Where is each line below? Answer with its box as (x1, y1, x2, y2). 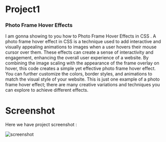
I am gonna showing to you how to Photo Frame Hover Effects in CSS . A (5, 33, 156, 39)
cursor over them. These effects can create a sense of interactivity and (5, 49, 153, 55)
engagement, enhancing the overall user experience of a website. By (5, 55, 149, 61)
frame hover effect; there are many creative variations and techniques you (5, 82, 160, 88)
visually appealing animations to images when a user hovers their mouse (5, 44, 157, 50)
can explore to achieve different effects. (5, 87, 89, 93)
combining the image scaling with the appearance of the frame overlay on (5, 60, 159, 66)
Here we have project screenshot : (5, 122, 77, 128)
